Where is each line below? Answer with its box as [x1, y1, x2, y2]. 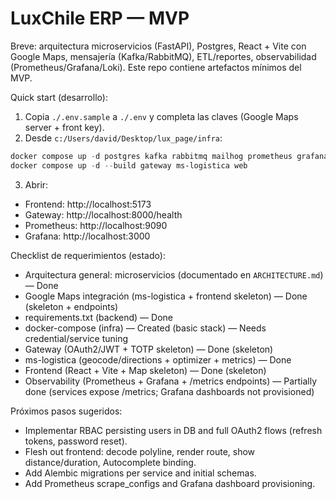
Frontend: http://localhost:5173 [24, 198, 152, 210]
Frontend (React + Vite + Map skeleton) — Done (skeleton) [24, 364, 267, 376]
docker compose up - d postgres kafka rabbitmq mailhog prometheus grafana [10, 151, 329, 161]
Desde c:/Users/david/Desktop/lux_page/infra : [24, 132, 223, 144]
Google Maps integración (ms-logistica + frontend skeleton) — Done [24, 290, 308, 302]
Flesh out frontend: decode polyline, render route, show [24, 445, 256, 457]
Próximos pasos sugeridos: [10, 405, 123, 417]
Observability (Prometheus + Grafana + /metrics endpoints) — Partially [24, 375, 318, 387]
